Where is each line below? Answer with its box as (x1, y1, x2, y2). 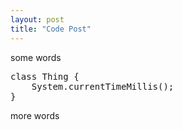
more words (10, 109, 60, 121)
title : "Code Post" (10, 24, 92, 34)
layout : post (10, 14, 65, 25)
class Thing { (10, 71, 80, 82)
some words (10, 51, 62, 63)
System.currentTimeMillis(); (31, 81, 175, 92)
